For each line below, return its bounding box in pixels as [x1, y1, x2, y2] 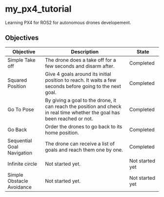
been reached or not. [44, 115, 93, 122]
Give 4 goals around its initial [44, 70, 111, 77]
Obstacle [7, 177, 28, 184]
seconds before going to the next [44, 83, 121, 89]
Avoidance [7, 183, 32, 190]
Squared [7, 77, 27, 84]
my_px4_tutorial [5, 3, 72, 15]
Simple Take [7, 56, 36, 63]
